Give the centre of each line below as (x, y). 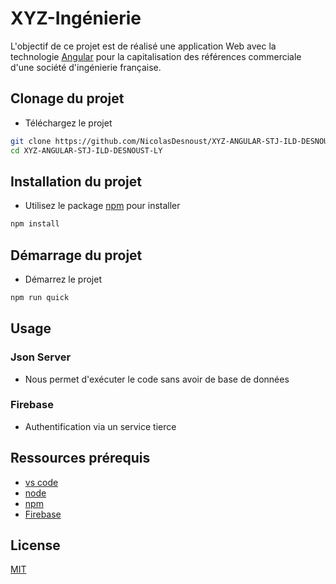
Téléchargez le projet (68, 123)
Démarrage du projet (76, 255)
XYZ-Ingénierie (76, 18)
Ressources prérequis (80, 458)
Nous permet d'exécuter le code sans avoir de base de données (157, 379)
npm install (35, 224)
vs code (41, 482)
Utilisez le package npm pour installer (102, 206)
